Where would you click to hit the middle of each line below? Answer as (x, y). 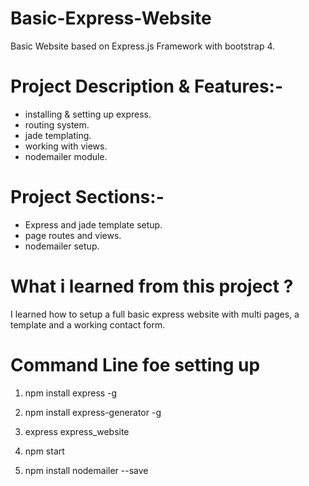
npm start (44, 451)
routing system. (57, 124)
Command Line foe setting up (135, 364)
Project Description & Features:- (147, 86)
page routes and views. (73, 235)
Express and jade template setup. (93, 224)
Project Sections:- (87, 197)
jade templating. (58, 135)
